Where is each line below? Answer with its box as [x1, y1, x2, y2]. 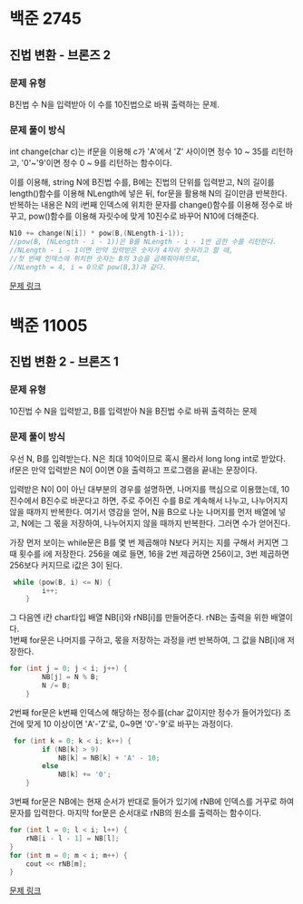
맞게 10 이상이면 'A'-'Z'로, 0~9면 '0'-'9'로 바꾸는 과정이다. [25, 718, 234, 729]
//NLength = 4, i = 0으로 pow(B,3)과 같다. [9, 262, 167, 272]
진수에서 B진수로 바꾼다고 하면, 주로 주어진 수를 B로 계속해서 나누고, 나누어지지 [9, 495, 288, 506]
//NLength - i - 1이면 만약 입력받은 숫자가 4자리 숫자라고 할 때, [9, 246, 233, 255]
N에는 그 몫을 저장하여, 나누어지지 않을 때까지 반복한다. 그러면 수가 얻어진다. [21, 518, 291, 529]
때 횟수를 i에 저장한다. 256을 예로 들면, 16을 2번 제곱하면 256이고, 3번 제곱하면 [9, 548, 290, 559]
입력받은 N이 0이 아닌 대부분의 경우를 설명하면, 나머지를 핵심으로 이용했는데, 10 [9, 483, 290, 494]
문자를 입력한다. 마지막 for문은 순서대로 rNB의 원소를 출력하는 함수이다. [9, 808, 261, 819]
